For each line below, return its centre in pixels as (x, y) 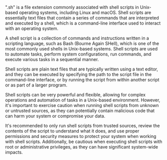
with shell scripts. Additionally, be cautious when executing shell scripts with (84, 141)
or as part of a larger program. (36, 85)
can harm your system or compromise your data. (55, 116)
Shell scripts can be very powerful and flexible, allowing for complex (76, 95)
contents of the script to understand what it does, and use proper (72, 131)
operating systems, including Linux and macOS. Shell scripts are (85, 12)
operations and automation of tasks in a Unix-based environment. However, (83, 100)
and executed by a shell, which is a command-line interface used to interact (83, 23)
